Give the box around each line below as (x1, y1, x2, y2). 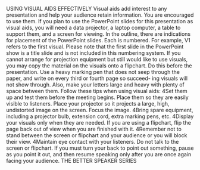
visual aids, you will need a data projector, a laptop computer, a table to (6, 24, 181, 31)
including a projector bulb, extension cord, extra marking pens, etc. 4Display (6, 113, 194, 120)
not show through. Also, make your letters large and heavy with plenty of (6, 81, 185, 88)
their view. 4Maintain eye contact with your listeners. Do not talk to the (6, 138, 179, 145)
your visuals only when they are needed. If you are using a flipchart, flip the (6, 119, 192, 126)
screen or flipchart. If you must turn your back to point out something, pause (6, 144, 194, 152)
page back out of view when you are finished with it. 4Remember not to (6, 125, 182, 132)
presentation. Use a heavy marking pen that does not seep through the (6, 69, 180, 75)
